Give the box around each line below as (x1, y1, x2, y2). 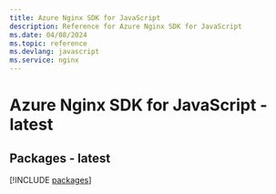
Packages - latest (9, 150, 111, 166)
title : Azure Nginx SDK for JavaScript (9, 13, 161, 23)
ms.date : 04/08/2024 (9, 30, 88, 39)
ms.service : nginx (9, 56, 79, 65)
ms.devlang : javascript (9, 47, 100, 56)
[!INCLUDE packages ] (9, 175, 92, 185)
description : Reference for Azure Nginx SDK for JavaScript (9, 22, 243, 31)
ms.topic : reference (9, 38, 88, 48)
